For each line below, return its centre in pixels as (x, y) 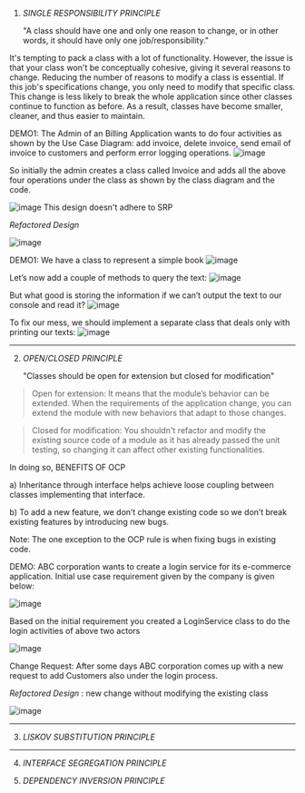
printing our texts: (43, 332)
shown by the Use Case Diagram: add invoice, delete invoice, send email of (150, 143)
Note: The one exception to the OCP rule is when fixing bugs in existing (143, 539)
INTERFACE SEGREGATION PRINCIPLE (94, 763)
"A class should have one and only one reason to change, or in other (150, 30)
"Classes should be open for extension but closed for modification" (148, 376)
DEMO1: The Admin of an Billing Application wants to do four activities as (146, 134)
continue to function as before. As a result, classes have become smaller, (146, 106)
